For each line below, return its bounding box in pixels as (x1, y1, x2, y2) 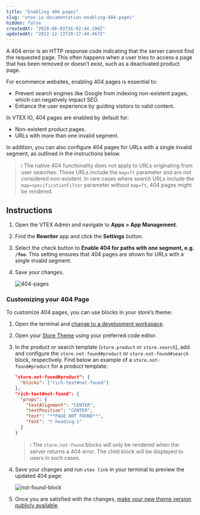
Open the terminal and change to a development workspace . (14, 320, 164, 328)
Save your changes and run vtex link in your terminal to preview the (14, 465, 185, 473)
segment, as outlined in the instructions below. (6, 150, 121, 157)
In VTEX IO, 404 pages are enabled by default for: (6, 114, 130, 122)
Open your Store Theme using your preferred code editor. (14, 332, 157, 339)
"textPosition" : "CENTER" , (26, 408, 93, 414)
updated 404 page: (14, 472, 63, 479)
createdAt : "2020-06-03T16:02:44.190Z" (6, 25, 106, 32)
